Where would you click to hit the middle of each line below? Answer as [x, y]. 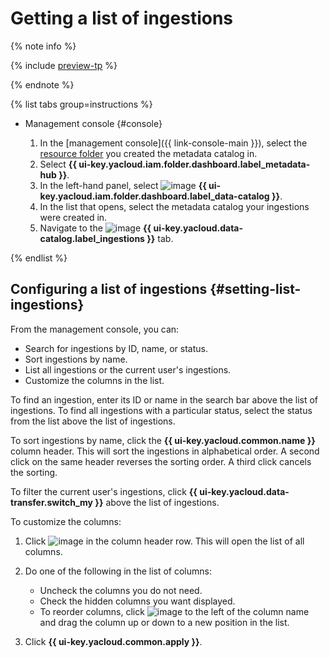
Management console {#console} [93, 123]
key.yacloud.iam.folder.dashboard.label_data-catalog [154, 196]
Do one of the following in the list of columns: [118, 571]
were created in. [73, 217]
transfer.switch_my [52, 502]
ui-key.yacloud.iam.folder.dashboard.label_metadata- [194, 164]
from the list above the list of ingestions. [93, 421]
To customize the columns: [66, 521]
